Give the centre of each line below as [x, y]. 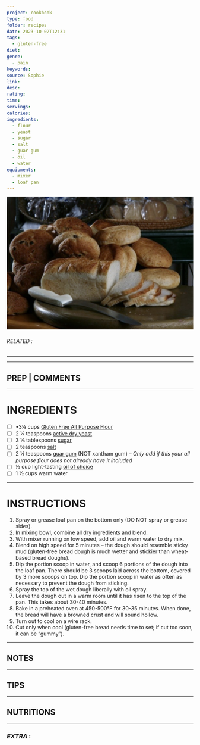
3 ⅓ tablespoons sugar [43, 440]
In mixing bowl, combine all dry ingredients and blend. [81, 532]
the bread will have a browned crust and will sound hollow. [87, 615]
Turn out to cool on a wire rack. [54, 621]
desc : [13, 88]
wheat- [180, 551]
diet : [13, 51]
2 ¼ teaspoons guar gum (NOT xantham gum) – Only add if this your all [103, 454]
